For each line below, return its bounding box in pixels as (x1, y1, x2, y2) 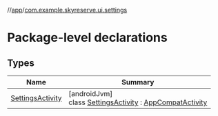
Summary (121, 78, 155, 86)
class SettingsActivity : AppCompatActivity (68, 97, 208, 107)
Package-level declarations (7, 30, 168, 45)
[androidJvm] (68, 89, 113, 98)
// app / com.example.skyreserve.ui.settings (7, 6, 128, 14)
